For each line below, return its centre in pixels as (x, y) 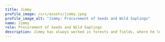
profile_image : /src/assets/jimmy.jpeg (46, 14)
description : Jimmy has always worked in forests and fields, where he (80, 32)
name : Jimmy (17, 23)
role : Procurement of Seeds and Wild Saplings (54, 28)
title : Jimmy (18, 9)
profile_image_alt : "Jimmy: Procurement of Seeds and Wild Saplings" (78, 18)
